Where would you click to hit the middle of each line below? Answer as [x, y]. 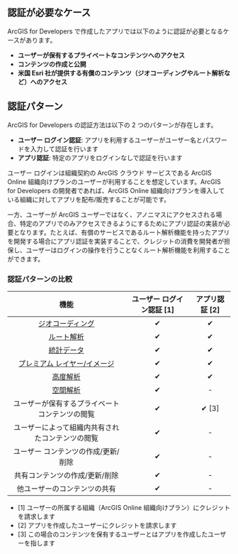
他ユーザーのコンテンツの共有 [66, 489]
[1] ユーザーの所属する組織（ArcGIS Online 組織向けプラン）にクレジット [124, 507]
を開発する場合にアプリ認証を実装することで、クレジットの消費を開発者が [116, 241]
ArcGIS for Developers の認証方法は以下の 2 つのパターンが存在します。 [112, 125]
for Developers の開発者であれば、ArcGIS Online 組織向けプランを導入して [116, 190]
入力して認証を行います [64, 148]
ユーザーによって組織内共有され [66, 427]
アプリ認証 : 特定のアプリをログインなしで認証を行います [100, 158]
